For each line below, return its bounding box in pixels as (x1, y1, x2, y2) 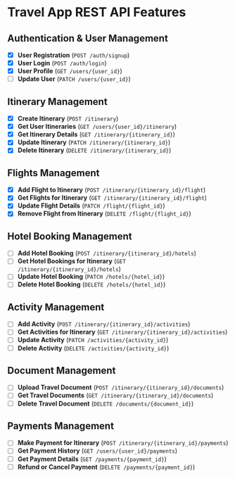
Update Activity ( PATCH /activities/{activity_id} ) (17, 336, 169, 344)
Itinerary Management (7, 96, 108, 108)
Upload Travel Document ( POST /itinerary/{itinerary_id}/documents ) (17, 383, 224, 391)
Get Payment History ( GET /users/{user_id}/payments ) (17, 446, 178, 455)
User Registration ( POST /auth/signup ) (17, 51, 130, 59)
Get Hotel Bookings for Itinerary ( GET (17, 257, 127, 265)
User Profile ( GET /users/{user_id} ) (17, 67, 123, 75)
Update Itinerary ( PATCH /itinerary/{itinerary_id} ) (17, 138, 171, 146)
